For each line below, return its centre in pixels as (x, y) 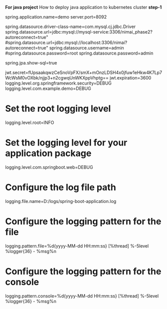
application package (48, 153)
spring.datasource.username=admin (87, 48)
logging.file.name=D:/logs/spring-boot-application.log (61, 201)
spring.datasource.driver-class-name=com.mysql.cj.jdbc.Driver (71, 26)
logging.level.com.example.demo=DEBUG (48, 88)
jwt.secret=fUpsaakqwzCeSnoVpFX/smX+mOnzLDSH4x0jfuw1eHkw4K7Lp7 (84, 72)
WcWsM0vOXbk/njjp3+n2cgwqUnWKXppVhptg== (57, 78)
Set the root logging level (58, 109)
